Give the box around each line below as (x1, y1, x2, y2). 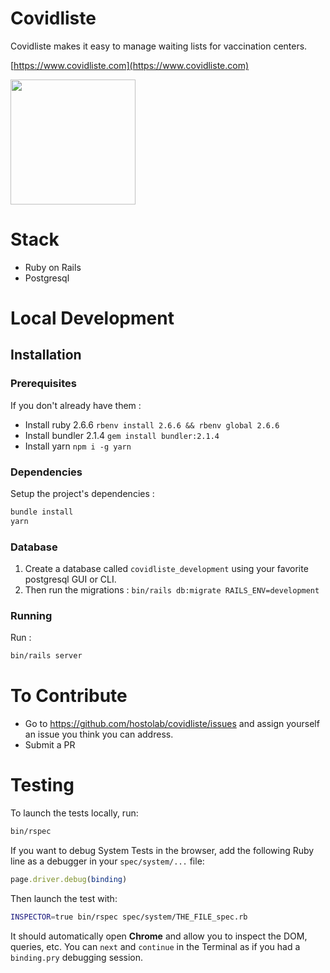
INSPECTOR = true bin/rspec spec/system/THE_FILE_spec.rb (10, 912, 248, 922)
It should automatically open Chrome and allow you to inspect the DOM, (10, 930, 308, 942)
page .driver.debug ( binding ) (10, 875, 128, 885)
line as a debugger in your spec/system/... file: (10, 855, 205, 867)
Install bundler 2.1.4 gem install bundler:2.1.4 (24, 429, 220, 441)
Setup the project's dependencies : (10, 488, 155, 500)
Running (10, 609, 53, 623)
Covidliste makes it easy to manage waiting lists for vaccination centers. (10, 40, 308, 52)
